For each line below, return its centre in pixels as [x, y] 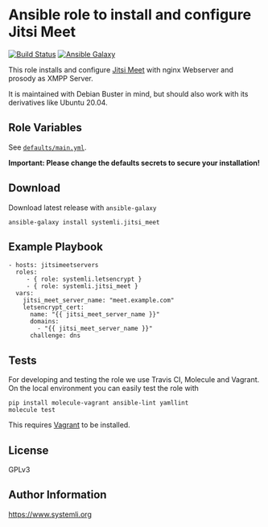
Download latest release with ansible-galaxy [82, 208]
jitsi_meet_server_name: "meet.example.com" [99, 301]
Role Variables [45, 128]
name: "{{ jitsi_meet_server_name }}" [95, 315]
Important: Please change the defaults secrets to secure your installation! [134, 163]
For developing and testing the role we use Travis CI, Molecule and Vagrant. [134, 380]
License [29, 450]
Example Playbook [56, 247]
